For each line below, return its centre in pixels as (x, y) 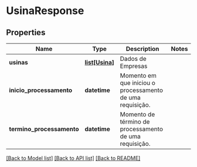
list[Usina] (99, 62)
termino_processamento (44, 129)
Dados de (133, 59)
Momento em (138, 76)
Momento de (137, 114)
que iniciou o (137, 83)
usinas (18, 62)
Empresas (134, 66)
